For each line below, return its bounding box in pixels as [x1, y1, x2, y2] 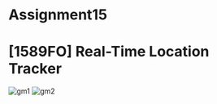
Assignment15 [8, 6, 108, 24]
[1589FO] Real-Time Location [8, 43, 210, 61]
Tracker [8, 60, 63, 78]
